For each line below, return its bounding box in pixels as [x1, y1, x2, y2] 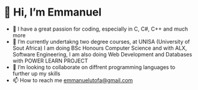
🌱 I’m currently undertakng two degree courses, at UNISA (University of [12, 38, 190, 45]
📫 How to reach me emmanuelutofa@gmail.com [12, 76, 133, 83]
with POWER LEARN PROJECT [12, 57, 89, 64]
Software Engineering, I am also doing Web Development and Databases [12, 50, 193, 58]
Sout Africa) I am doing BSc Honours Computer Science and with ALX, [12, 44, 187, 52]
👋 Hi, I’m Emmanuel [4, 5, 102, 19]
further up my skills [12, 70, 61, 77]
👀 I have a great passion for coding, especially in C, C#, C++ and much [12, 25, 188, 32]
